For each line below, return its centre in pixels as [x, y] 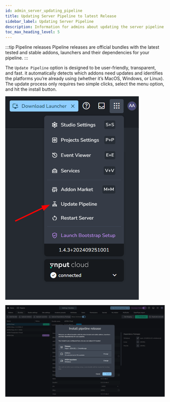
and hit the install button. [31, 89]
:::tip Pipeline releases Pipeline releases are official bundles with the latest [82, 47]
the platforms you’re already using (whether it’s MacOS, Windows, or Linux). [85, 79]
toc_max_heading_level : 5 [32, 32]
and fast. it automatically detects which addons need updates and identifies [84, 73]
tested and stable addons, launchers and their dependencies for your [77, 53]
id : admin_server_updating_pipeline [44, 11]
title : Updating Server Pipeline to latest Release [61, 16]
